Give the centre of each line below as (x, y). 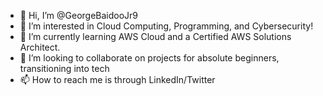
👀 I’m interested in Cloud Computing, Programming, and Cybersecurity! (166, 26)
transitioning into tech (64, 68)
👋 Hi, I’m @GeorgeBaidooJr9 (79, 15)
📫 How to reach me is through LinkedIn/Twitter (117, 79)
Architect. (40, 47)
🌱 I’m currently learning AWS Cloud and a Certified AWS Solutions (155, 36)
